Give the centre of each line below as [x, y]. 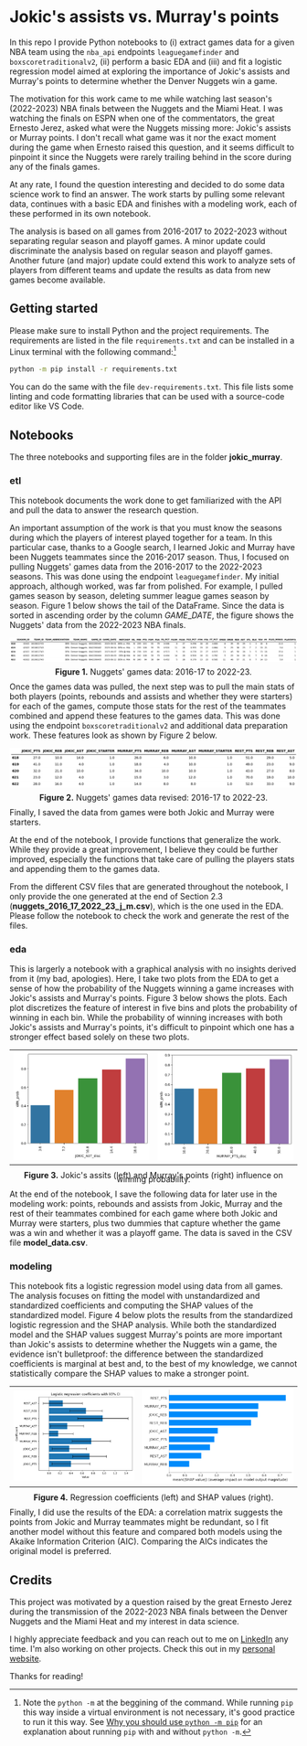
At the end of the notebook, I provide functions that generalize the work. [145, 840]
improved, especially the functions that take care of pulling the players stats [152, 859]
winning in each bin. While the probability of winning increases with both [146, 1017]
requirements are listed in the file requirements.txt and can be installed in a [152, 340]
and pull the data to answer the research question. [104, 510]
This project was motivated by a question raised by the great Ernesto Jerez [151, 1602]
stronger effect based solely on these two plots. [100, 1037]
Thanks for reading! [47, 1677]
